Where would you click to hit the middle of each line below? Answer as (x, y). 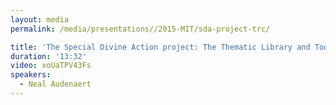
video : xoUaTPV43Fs (51, 66)
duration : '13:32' (48, 56)
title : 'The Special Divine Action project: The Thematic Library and (160, 47)
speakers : (31, 75)
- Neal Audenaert (55, 84)
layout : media (40, 19)
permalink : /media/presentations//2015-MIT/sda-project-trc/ (140, 29)
